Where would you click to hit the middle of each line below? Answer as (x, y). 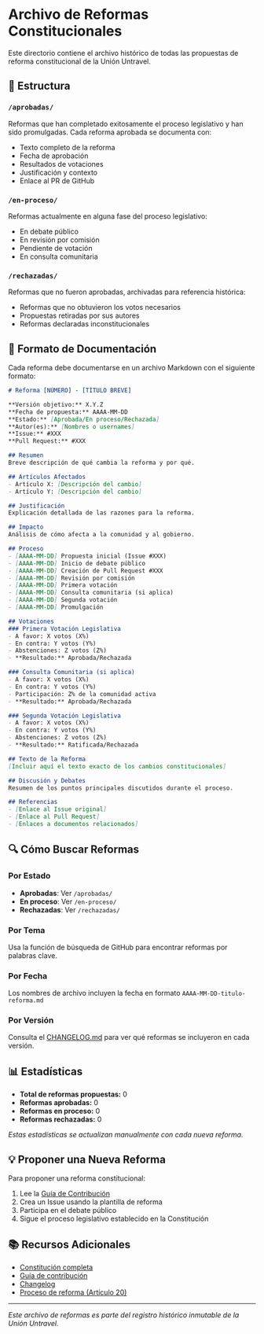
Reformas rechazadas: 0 (60, 1119)
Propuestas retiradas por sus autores (79, 315)
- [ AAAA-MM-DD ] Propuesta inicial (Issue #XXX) (88, 556)
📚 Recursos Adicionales (70, 1244)
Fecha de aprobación (54, 156)
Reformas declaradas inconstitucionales (84, 324)
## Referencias (33, 802)
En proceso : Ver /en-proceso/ (68, 901)
